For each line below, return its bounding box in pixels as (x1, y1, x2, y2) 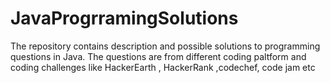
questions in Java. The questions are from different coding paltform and (10, 50, 307, 62)
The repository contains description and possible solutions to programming (10, 40, 321, 52)
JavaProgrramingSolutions (10, 7, 239, 30)
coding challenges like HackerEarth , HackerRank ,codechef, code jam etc (10, 61, 316, 73)
